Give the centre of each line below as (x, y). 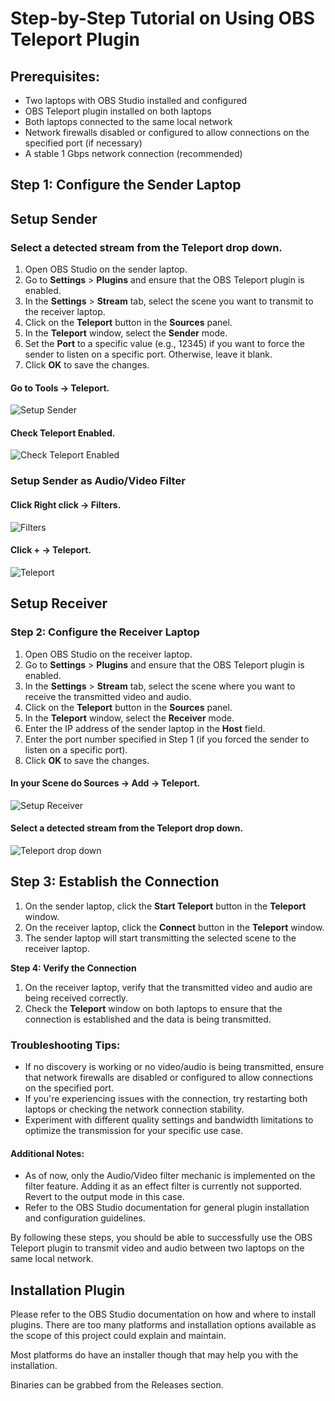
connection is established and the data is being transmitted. (148, 1019)
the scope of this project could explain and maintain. (118, 1336)
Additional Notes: (47, 1153)
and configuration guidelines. (85, 1218)
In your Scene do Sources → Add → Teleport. (105, 783)
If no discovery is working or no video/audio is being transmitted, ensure (174, 1067)
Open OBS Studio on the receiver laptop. (108, 654)
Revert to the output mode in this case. (104, 1197)
